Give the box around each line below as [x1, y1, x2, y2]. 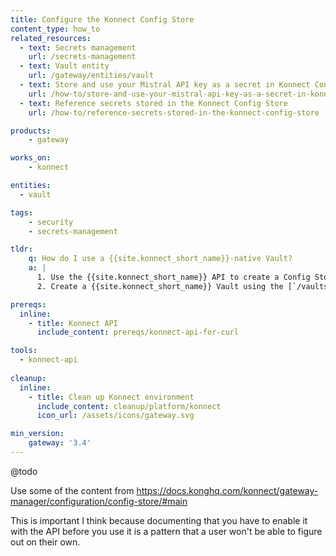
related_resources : [10, 33, 92, 43]
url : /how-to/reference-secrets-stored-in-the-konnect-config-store [28, 107, 320, 118]
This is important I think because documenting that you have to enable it [10, 514, 308, 526]
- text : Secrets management [19, 42, 137, 53]
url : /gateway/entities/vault [28, 71, 155, 81]
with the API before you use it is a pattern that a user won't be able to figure [10, 525, 323, 537]
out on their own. [10, 536, 81, 548]
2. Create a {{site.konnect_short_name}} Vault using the [36, 281, 284, 291]
